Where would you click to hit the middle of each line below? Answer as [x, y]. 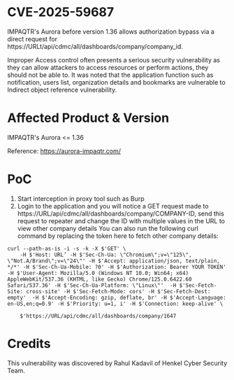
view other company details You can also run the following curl [108, 228]
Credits [29, 344]
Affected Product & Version [88, 118]
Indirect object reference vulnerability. [62, 90]
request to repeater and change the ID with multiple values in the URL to [121, 220]
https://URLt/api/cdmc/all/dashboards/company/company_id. [95, 46]
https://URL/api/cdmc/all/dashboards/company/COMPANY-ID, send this [121, 213]
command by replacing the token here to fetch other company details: [118, 236]
